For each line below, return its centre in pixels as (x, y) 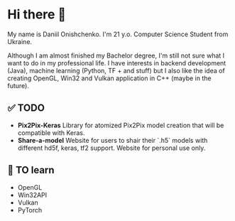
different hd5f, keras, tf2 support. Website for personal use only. (111, 148)
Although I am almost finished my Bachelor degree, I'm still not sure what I (116, 55)
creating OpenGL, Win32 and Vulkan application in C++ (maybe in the (109, 78)
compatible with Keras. (51, 133)
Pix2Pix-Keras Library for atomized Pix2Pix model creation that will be (121, 125)
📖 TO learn (31, 170)
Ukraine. (20, 41)
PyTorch (30, 210)
